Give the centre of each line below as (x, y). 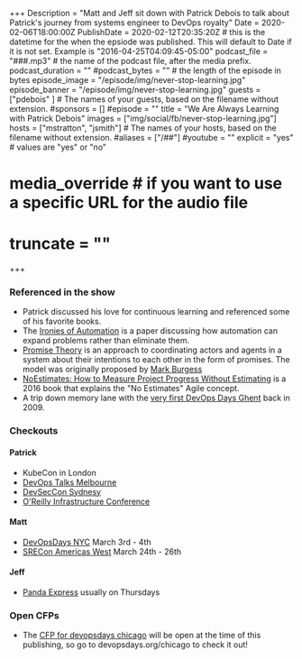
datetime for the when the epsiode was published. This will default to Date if (151, 41)
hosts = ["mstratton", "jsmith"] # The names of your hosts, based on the (143, 128)
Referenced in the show (62, 292)
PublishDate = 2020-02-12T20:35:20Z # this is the (171, 32)
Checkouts (34, 431)
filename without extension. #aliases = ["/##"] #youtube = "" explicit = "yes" (151, 137)
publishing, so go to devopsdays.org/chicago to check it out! (135, 645)
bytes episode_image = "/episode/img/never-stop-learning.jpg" (128, 80)
